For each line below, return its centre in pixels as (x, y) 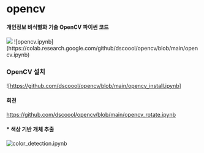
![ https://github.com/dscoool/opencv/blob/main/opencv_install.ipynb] (94, 85)
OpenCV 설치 (26, 72)
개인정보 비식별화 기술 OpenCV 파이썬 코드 (58, 27)
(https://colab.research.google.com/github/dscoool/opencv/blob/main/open (102, 49)
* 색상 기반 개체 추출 (30, 129)
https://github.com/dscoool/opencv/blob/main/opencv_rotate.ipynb (91, 114)
